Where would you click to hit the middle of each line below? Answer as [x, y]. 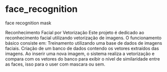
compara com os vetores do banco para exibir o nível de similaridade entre [83, 59]
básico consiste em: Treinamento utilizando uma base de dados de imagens [84, 43]
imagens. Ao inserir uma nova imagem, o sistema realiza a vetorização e [80, 54]
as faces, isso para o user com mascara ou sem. [55, 64]
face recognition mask [28, 23]
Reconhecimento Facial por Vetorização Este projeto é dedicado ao [75, 32]
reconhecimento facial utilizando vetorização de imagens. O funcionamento [83, 38]
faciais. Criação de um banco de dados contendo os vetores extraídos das [82, 48]
